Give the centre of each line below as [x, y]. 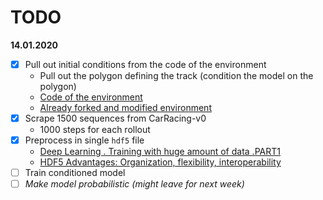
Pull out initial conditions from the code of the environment [145, 64]
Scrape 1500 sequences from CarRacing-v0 [115, 118]
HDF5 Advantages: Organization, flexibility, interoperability [160, 162]
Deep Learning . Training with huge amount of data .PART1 [160, 152]
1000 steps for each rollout [95, 130]
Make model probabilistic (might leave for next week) [134, 184]
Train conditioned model [75, 173]
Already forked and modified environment [125, 107]
